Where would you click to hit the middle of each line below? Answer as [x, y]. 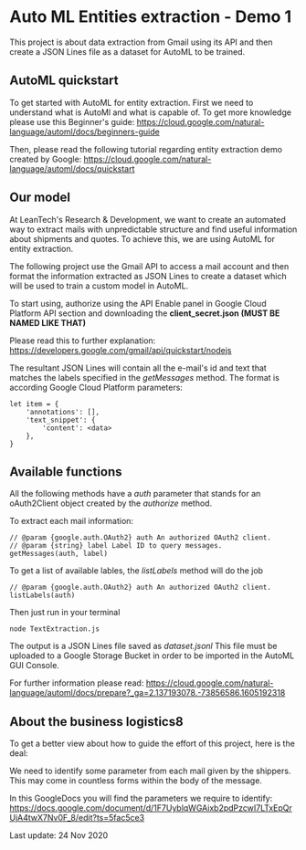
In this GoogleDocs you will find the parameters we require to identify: [141, 798]
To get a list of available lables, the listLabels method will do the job [136, 571]
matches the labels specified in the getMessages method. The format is [145, 377]
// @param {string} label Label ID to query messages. [116, 546]
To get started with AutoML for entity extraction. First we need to [132, 102]
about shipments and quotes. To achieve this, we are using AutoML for [142, 238]
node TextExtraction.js [55, 629]
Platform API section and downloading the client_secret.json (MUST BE [145, 313]
